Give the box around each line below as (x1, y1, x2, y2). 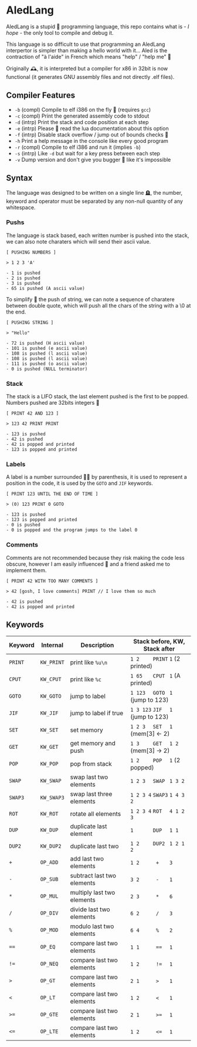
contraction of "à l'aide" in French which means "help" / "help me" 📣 (6, 53, 172, 60)
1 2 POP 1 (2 (130, 756, 181, 764)
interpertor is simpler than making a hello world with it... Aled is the (6, 46, 168, 54)
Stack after (143, 645, 175, 653)
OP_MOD (40, 926, 59, 933)
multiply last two (70, 888, 116, 896)
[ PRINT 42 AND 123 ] (6, 411, 59, 416)
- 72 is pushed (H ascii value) (6, 340, 85, 346)
